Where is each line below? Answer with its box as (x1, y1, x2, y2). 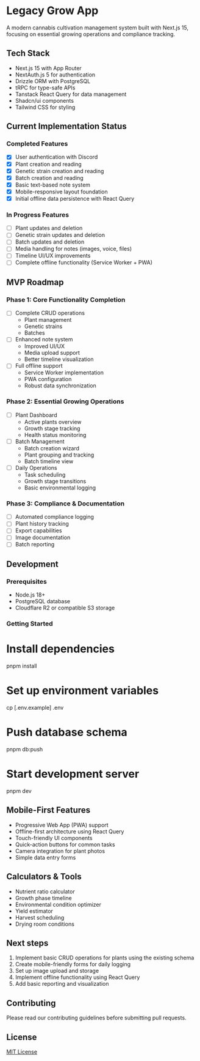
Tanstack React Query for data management (15, 90, 127, 98)
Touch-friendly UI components (15, 834, 93, 841)
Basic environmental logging (24, 484, 96, 491)
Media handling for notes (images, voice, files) (15, 245, 132, 253)
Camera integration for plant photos (15, 847, 105, 854)
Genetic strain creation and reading (15, 167, 104, 174)
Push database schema (6, 726, 128, 739)
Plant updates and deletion (15, 225, 83, 232)
